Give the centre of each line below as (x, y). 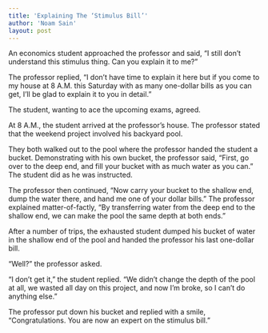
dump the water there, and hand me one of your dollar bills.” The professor (132, 199)
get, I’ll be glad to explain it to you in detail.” (80, 94)
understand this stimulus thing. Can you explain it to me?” (103, 62)
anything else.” (33, 296)
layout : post (30, 30)
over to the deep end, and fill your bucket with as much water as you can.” (131, 166)
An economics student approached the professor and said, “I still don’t (125, 54)
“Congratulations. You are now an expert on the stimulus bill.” (109, 320)
